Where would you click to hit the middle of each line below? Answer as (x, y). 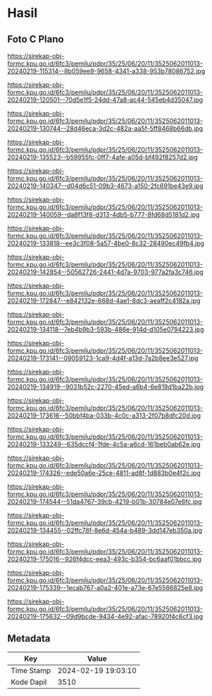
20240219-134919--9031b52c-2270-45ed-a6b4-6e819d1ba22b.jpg (106, 387)
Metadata (29, 638)
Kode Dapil (29, 682)
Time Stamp (31, 671)
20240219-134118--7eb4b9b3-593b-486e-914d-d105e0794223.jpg (106, 329)
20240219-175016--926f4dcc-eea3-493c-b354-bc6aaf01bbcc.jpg (105, 559)
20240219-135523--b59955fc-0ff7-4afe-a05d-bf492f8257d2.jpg (103, 157)
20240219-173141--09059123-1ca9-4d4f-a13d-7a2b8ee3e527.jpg (103, 358)
